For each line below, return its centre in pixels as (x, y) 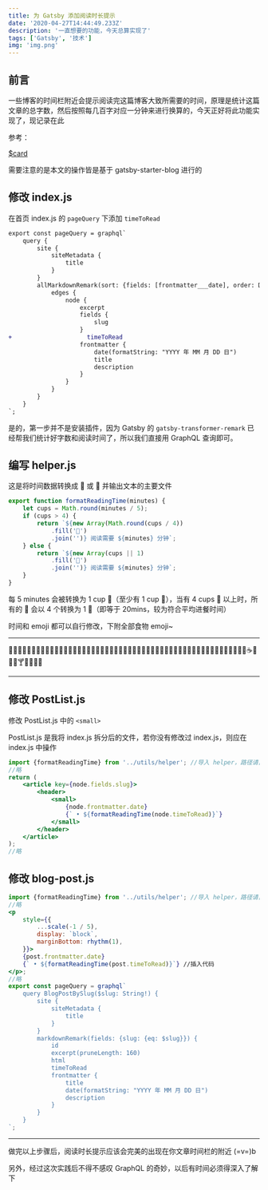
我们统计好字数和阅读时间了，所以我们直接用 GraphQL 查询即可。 (130, 438)
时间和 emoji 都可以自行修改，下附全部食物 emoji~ (91, 626)
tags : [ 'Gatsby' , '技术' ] (50, 38)
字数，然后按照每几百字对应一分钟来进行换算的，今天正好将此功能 (144, 110)
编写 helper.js (42, 465)
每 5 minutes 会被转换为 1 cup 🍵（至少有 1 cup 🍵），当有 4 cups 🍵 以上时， (130, 599)
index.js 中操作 (33, 747)
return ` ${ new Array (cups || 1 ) (91, 553)
